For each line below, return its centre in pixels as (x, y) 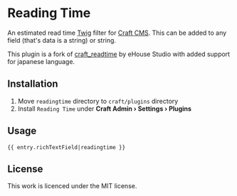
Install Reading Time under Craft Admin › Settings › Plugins (105, 109)
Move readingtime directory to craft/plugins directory (98, 101)
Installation (33, 84)
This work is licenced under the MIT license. (72, 186)
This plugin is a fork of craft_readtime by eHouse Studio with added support (118, 54)
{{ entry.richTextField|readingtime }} (67, 147)
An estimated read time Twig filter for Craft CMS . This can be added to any (117, 33)
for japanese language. (41, 61)
